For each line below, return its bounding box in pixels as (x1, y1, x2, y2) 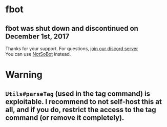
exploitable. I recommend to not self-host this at (5, 97, 162, 106)
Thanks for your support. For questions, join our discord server (5, 46, 138, 52)
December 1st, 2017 (5, 32, 70, 40)
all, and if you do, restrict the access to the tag (5, 105, 156, 114)
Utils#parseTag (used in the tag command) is (5, 89, 150, 98)
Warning (5, 69, 43, 80)
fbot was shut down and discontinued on (5, 24, 138, 33)
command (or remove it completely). (5, 113, 124, 122)
